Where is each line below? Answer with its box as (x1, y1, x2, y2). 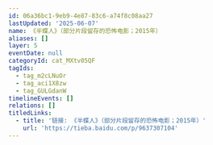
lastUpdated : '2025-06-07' (8, 19, 99, 27)
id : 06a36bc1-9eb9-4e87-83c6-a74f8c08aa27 (8, 11, 153, 20)
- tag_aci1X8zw (15, 79, 67, 87)
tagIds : (8, 64, 35, 72)
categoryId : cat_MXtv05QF (8, 57, 95, 65)
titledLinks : (8, 110, 52, 118)
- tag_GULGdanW (15, 86, 67, 95)
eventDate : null (8, 49, 63, 57)
